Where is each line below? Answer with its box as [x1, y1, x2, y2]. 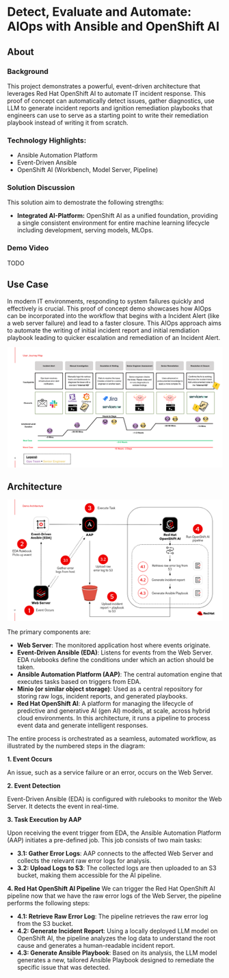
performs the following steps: [7, 899, 90, 907]
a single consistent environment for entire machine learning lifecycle [16, 219, 210, 227]
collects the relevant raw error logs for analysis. [16, 857, 152, 865]
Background [7, 66, 49, 76]
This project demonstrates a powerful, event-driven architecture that [7, 82, 200, 90]
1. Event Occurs [7, 755, 53, 763]
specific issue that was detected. [16, 964, 111, 972]
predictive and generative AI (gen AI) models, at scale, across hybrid [16, 707, 211, 715]
